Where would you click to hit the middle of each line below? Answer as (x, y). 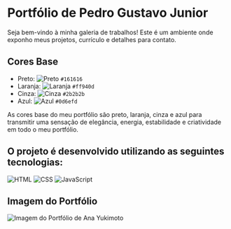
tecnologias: (35, 162)
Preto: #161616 (50, 78)
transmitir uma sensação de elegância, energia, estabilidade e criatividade (114, 122)
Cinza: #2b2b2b (51, 93)
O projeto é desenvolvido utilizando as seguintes (116, 152)
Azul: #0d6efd (47, 101)
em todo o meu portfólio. (43, 129)
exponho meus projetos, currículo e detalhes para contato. (92, 39)
